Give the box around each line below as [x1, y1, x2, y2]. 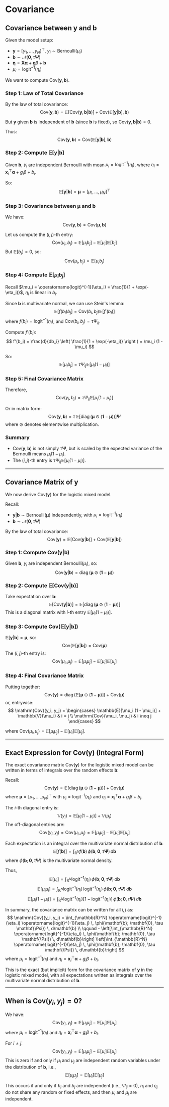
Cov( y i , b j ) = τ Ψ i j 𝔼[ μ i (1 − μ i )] [55, 395, 114, 402]
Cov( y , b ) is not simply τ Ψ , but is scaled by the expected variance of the [12, 446, 162, 452]
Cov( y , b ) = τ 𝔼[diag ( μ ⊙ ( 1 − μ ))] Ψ [48, 413, 121, 419]
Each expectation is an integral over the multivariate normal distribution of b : [5, 840, 164, 847]
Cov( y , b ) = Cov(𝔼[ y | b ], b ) [57, 136, 112, 142]
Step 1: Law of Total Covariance [5, 89, 84, 97]
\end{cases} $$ [68, 718, 101, 724]
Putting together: [5, 684, 40, 690]
